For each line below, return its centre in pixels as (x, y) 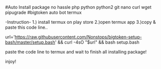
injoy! (11, 61)
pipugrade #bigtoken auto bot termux (43, 12)
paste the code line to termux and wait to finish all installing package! (76, 52)
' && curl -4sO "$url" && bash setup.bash (97, 42)
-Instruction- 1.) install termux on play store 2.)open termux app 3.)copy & (80, 22)
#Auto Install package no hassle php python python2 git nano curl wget (78, 7)
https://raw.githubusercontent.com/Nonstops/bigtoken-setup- (78, 37)
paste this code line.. (27, 27)
